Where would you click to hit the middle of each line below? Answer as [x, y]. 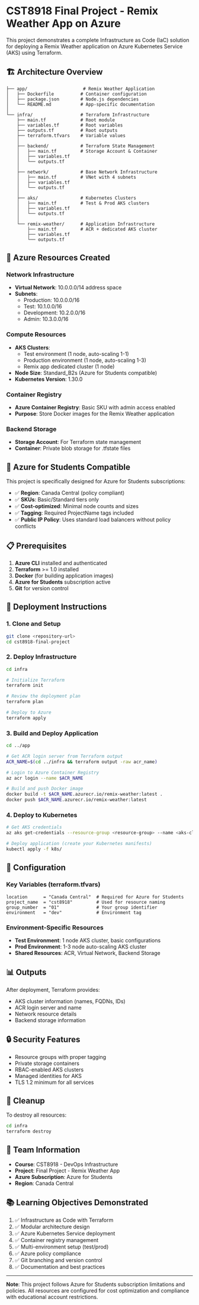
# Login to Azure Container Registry [53, 773]
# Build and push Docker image [45, 789]
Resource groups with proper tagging [60, 1057]
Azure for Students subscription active [62, 582]
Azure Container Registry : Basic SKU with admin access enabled [95, 408]
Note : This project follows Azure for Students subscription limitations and [96, 1284]
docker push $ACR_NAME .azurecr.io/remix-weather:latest [76, 800]
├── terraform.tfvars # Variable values [71, 135]
